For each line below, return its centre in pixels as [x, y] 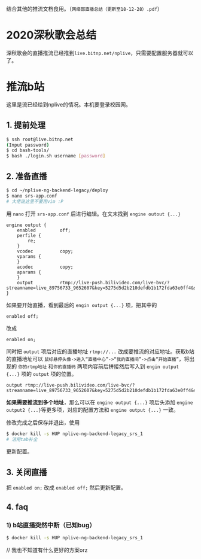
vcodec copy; [45, 251]
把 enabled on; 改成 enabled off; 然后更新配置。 [66, 488]
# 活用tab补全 [22, 439]
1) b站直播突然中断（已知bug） [51, 525]
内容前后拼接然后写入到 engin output [133, 366]
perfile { [29, 235]
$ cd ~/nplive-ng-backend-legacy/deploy [57, 190]
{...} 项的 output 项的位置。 [42, 373]
